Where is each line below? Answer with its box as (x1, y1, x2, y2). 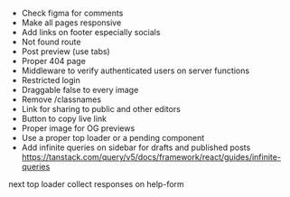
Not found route (21, 36, 81, 47)
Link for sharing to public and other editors (21, 104, 182, 114)
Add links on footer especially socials (21, 27, 161, 37)
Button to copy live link (21, 113, 108, 124)
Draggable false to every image (21, 85, 139, 95)
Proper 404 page (21, 56, 87, 66)
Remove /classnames (21, 94, 101, 105)
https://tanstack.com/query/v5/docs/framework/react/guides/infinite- (21, 152, 282, 162)
